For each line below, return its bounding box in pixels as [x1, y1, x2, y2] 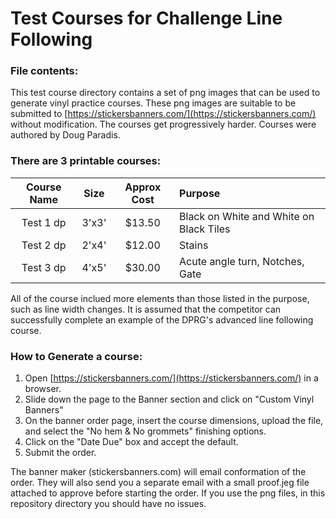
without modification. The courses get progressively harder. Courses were [10, 118, 317, 131]
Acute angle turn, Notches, [179, 254, 305, 268]
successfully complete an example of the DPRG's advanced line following [10, 313, 314, 326]
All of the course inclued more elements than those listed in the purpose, [10, 292, 310, 304]
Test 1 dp [21, 215, 67, 229]
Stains [179, 238, 209, 252]
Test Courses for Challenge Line [10, 7, 283, 30]
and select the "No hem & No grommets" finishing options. [24, 425, 267, 437]
